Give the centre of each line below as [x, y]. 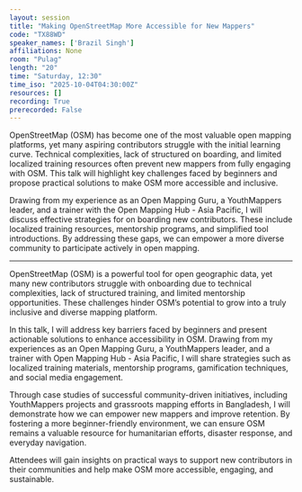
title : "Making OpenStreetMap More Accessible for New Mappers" [132, 26]
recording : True [40, 101]
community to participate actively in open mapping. [105, 248]
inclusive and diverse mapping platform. [84, 312]
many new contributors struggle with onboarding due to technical [130, 283]
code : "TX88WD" [38, 34]
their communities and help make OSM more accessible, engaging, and [142, 470]
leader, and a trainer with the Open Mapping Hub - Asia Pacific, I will [136, 210]
